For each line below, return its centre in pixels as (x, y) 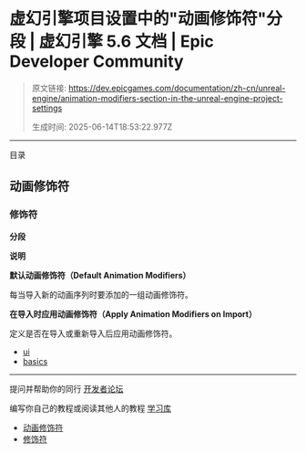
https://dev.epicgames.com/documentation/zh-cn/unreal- (177, 88)
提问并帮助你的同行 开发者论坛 (66, 388)
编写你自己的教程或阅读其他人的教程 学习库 (90, 408)
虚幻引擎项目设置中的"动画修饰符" (138, 19)
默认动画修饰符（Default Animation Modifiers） (100, 275)
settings (47, 108)
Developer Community (97, 62)
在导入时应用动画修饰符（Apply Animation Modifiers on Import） (133, 314)
